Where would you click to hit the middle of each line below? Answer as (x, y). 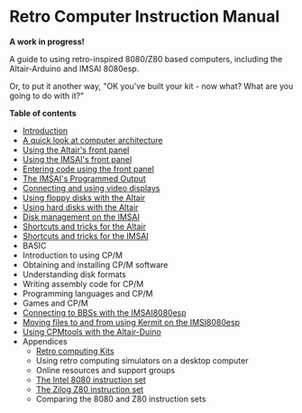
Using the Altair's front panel (76, 150)
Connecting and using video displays (91, 188)
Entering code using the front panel (88, 169)
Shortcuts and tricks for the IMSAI (85, 235)
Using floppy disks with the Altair (84, 197)
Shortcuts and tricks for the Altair (84, 226)
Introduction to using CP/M (73, 255)
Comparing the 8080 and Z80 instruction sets (121, 399)
